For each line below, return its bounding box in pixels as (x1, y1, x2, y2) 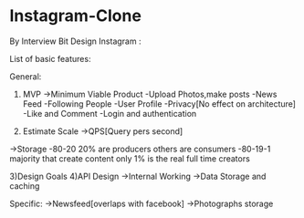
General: (9, 70, 42, 82)
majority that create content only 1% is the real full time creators (9, 152, 251, 164)
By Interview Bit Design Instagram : (9, 36, 142, 47)
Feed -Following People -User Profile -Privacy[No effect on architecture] (22, 98, 297, 109)
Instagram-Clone (9, 5, 142, 26)
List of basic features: (9, 53, 91, 64)
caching (9, 180, 40, 192)
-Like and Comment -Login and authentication (22, 108, 197, 119)
